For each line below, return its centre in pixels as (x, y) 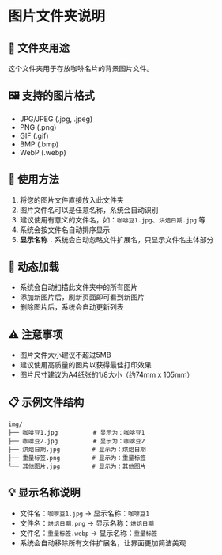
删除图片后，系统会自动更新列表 (71, 307)
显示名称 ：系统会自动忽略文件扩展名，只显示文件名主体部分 (117, 239)
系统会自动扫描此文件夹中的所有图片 (79, 287)
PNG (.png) (38, 127)
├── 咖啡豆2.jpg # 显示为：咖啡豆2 (77, 441)
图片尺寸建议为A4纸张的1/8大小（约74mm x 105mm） (107, 375)
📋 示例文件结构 (46, 402)
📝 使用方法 (34, 179)
